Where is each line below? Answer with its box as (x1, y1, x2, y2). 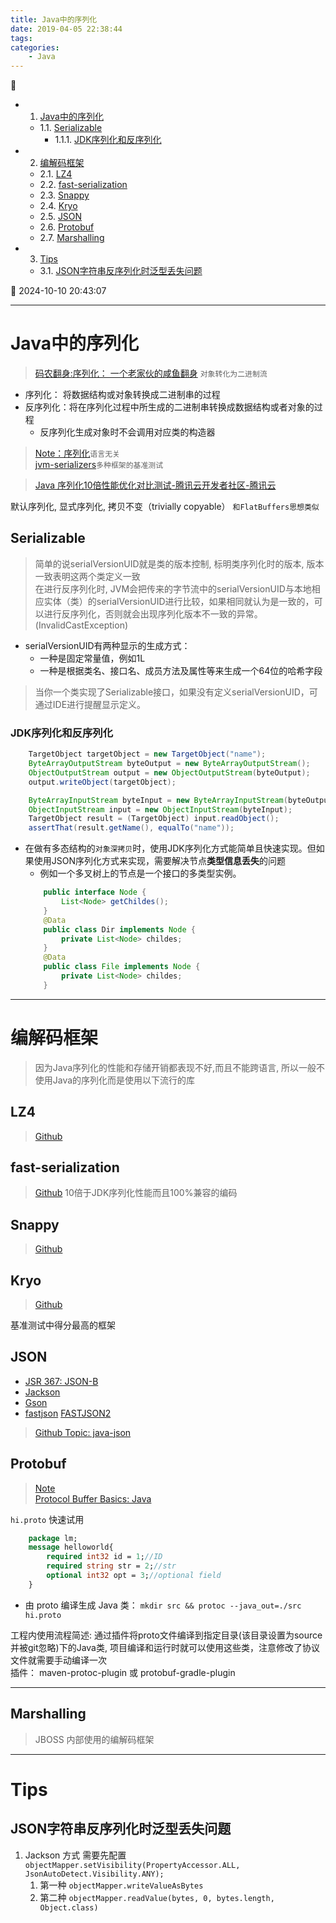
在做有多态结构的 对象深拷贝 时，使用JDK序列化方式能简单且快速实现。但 (24, 842, 317, 855)
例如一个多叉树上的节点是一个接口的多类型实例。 (39, 867, 242, 880)
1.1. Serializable (39, 122, 103, 134)
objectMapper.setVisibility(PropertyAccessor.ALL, (24, 1860, 241, 1870)
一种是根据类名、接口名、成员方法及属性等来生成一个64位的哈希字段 (39, 664, 323, 676)
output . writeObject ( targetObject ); (28, 777, 177, 787)
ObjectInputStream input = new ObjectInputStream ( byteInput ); (28, 804, 293, 815)
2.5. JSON (39, 211, 83, 223)
